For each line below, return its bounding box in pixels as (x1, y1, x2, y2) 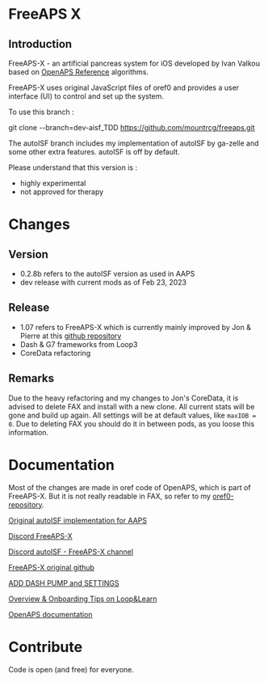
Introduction (8, 37, 73, 51)
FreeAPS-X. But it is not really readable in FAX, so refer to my (8, 491, 211, 501)
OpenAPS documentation (8, 609, 93, 619)
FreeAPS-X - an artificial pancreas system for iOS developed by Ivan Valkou (8, 58, 261, 68)
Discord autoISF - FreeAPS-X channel (8, 547, 134, 557)
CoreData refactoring (19, 348, 91, 358)
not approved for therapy (19, 187, 104, 197)
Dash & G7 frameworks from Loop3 (19, 339, 138, 349)
